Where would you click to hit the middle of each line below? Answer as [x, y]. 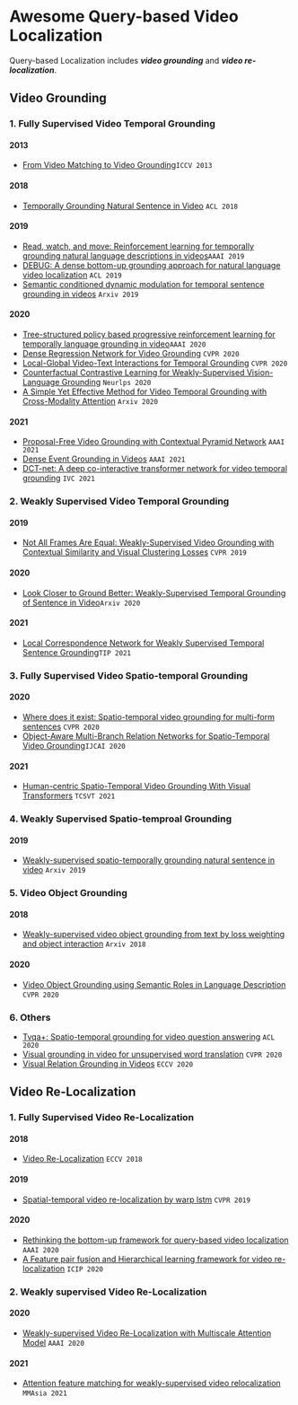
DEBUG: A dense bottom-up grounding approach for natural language [151, 265]
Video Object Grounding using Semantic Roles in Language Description [154, 984]
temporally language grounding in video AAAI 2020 [114, 344]
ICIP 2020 [85, 1269]
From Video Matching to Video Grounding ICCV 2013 [117, 165]
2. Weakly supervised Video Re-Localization [108, 1292]
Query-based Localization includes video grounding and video [126, 60]
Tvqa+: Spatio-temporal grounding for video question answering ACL [149, 1036]
